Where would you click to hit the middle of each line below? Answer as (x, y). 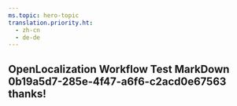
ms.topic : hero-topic (44, 15)
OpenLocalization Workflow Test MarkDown (119, 69)
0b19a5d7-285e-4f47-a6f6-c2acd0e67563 (117, 81)
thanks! (28, 94)
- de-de (28, 37)
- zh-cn (28, 30)
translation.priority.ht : (50, 23)
